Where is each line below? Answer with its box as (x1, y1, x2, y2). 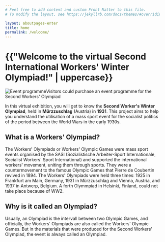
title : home (5, 25, 29, 30)
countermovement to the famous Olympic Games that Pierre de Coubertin (5, 167, 155, 173)
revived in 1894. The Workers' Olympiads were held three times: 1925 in (5, 172, 150, 178)
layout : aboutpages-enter (5, 21, 58, 26)
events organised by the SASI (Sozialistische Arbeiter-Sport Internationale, (5, 151, 156, 157)
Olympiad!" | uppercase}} (5, 72, 113, 83)
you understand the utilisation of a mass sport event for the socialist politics (5, 114, 159, 120)
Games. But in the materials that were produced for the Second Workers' (5, 226, 152, 232)
